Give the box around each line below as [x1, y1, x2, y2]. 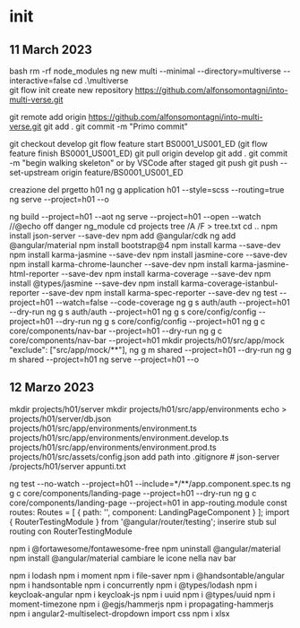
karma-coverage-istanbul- [180, 278, 279, 288]
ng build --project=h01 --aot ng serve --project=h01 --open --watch [9, 211, 261, 221]
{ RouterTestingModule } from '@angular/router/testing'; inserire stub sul [9, 516, 278, 527]
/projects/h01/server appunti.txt [9, 460, 126, 471]
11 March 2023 [9, 42, 92, 57]
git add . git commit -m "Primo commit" [43, 121, 188, 132]
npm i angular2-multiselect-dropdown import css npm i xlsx [9, 607, 230, 619]
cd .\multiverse [73, 75, 129, 86]
